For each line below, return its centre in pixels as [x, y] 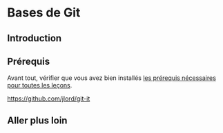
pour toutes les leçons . [40, 85]
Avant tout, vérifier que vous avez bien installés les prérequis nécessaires [111, 78]
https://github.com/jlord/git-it [49, 99]
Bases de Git [44, 13]
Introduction [35, 38]
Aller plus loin [37, 120]
